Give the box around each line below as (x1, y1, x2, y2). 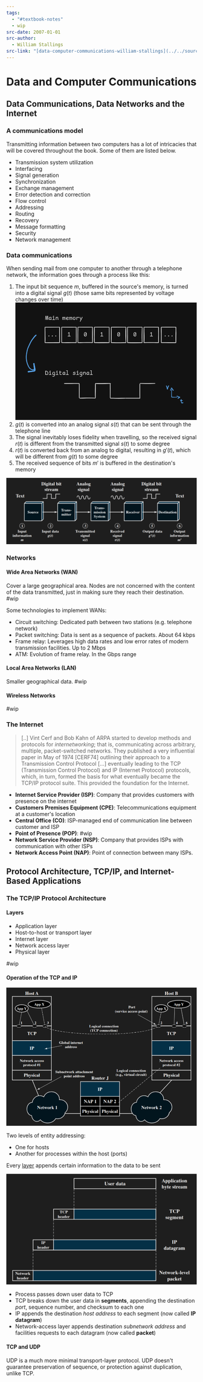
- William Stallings (11, 42, 63, 48)
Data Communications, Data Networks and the (6, 99, 185, 109)
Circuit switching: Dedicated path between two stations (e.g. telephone (14, 618, 192, 625)
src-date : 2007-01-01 (6, 29, 61, 35)
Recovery (14, 216, 39, 224)
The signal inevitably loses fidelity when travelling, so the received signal (14, 434, 197, 441)
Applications (32, 875, 82, 886)
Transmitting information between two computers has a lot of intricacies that (6, 140, 197, 148)
